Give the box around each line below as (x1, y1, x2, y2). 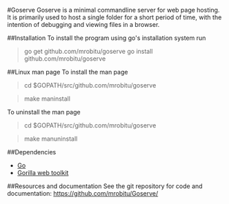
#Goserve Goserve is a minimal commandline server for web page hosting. (7, 6, 220, 14)
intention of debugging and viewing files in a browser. (7, 21, 160, 28)
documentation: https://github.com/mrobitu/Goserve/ (7, 190, 159, 197)
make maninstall (23, 94, 71, 103)
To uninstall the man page (7, 108, 81, 116)
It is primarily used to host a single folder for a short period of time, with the (7, 13, 222, 21)
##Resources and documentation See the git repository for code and (7, 182, 203, 190)
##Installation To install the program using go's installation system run (7, 34, 206, 42)
